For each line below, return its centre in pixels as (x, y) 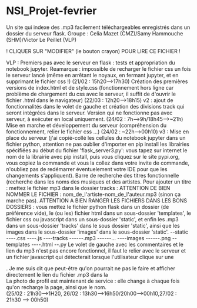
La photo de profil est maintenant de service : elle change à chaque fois (93, 281)
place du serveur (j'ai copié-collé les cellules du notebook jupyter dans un (96, 137)
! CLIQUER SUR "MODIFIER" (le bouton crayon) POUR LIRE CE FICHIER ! (93, 51)
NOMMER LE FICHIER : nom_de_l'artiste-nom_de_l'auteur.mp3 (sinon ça (94, 194)
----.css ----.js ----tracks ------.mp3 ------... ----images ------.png (89, 238)
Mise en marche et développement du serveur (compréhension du (86, 125)
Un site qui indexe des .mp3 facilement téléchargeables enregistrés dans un (98, 27)
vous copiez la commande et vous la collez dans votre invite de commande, (98, 163)
